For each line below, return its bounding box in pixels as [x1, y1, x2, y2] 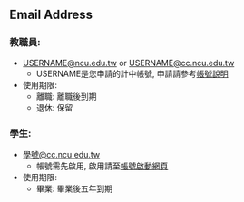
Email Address [9, 7, 93, 23]
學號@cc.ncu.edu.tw [22, 149, 101, 159]
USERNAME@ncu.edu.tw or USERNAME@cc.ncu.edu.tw [22, 57, 235, 68]
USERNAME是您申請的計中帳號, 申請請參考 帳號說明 [35, 68, 229, 79]
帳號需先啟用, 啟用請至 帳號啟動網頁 [35, 160, 169, 171]
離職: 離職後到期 [35, 91, 97, 101]
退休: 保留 [35, 101, 73, 112]
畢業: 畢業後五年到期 [35, 183, 113, 194]
